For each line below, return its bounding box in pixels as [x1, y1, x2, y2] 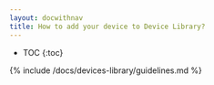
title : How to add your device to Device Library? [9, 22, 206, 31]
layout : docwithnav [9, 13, 84, 23]
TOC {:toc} [22, 47, 64, 58]
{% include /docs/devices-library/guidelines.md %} [9, 65, 203, 76]
